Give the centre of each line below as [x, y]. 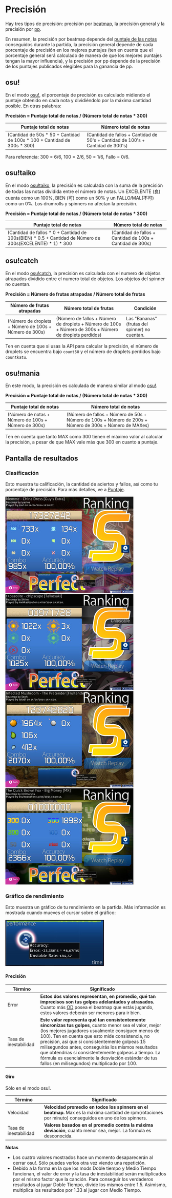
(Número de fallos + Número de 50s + [106, 414]
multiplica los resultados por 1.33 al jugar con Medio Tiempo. [77, 1190]
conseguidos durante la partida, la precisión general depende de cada [79, 44]
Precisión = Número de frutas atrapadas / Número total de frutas [75, 294]
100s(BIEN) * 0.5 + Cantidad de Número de [54, 238]
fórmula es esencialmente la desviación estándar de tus [99, 1058]
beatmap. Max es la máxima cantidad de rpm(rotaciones [103, 1112]
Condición [145, 308]
